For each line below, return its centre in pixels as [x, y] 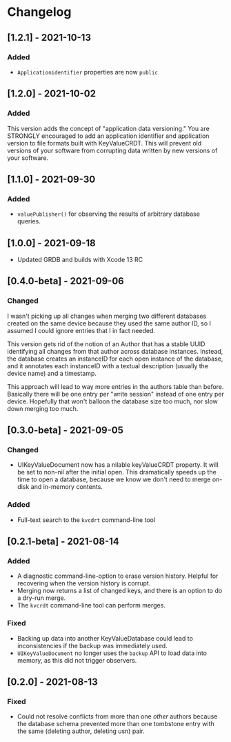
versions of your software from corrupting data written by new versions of [112, 150]
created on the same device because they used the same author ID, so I [109, 323]
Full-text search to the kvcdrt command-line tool [86, 520]
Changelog [39, 12]
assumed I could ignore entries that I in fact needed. [81, 330]
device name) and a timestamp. [52, 373]
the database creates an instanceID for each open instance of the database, [115, 359]
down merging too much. [43, 408]
